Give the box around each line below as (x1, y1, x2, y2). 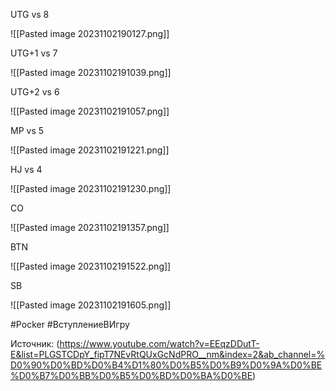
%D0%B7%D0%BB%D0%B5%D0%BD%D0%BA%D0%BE (10, 370, 253, 381)
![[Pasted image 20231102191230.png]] (10, 183, 172, 194)
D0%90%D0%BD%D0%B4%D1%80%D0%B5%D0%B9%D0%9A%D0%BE (10, 359, 323, 371)
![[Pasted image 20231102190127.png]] (10, 28, 170, 39)
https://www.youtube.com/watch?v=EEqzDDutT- (59, 338, 260, 349)
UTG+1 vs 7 (10, 47, 58, 59)
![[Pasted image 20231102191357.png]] (10, 222, 170, 233)
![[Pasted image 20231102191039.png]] (10, 67, 172, 78)
